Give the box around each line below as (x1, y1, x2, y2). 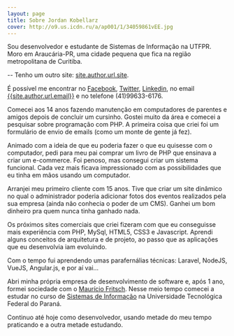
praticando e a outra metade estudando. (7, 321, 124, 329)
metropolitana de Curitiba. (7, 57, 82, 66)
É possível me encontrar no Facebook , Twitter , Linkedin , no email (7, 85, 195, 93)
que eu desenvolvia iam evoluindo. (7, 243, 107, 251)
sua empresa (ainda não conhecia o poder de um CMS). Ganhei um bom (7, 199, 215, 208)
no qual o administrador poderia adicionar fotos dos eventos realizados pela (7, 192, 226, 200)
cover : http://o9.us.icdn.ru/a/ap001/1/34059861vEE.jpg (7, 23, 173, 30)
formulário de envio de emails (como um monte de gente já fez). (7, 127, 192, 136)
